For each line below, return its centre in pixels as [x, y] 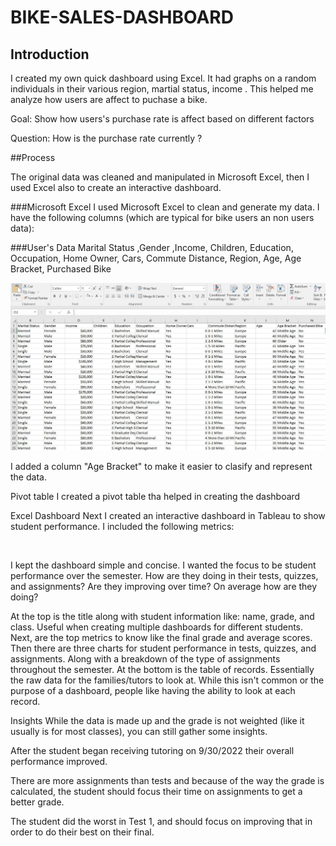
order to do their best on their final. [82, 832]
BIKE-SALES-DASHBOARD [122, 17]
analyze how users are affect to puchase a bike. [109, 99]
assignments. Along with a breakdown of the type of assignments [145, 659]
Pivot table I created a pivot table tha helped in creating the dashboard [155, 497]
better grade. [37, 802]
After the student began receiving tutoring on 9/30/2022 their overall [152, 751]
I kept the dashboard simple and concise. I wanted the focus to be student [163, 565]
